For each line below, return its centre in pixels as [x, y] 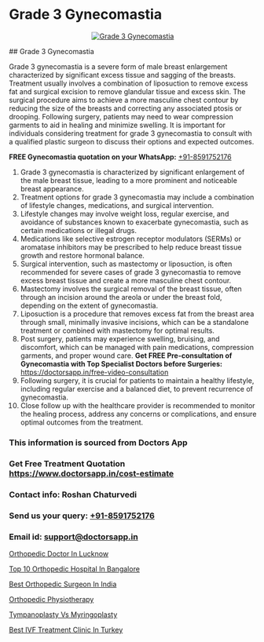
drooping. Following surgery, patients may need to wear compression [121, 116]
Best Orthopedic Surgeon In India [63, 584]
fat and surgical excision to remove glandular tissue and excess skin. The [127, 91]
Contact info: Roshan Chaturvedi [73, 494]
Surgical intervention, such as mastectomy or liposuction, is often [126, 264]
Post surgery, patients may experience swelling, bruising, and [120, 338]
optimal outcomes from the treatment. [82, 422]
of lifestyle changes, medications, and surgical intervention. [117, 205]
